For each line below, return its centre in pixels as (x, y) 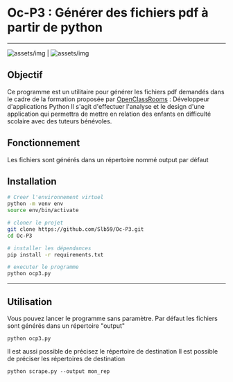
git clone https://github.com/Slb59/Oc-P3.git (76, 229)
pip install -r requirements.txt (55, 254)
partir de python (55, 27)
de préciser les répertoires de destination (66, 358)
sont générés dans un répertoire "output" (66, 325)
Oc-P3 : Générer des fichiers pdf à (108, 13)
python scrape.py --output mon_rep (59, 371)
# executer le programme (43, 267)
